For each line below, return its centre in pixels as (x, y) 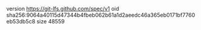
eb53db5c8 (21, 21)
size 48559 (50, 21)
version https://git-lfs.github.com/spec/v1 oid (63, 9)
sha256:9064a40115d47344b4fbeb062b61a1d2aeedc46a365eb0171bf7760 (101, 15)
